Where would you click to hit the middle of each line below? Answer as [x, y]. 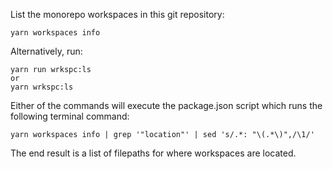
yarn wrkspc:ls [42, 87]
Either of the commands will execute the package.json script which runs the [166, 105]
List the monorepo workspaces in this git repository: [117, 14]
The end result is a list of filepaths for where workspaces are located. [153, 153]
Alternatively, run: [46, 51]
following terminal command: [70, 116]
